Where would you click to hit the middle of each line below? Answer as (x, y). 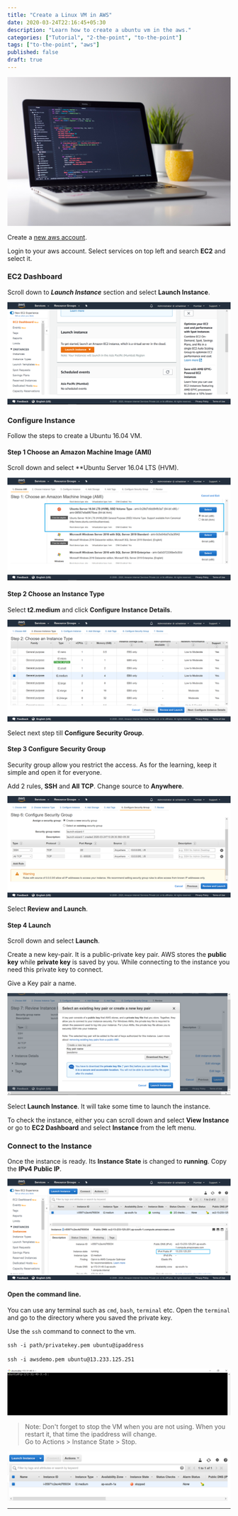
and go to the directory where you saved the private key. (90, 1318)
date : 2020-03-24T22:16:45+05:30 (57, 22)
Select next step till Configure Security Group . (75, 733)
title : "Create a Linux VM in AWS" (60, 15)
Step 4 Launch (29, 925)
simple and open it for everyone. (55, 772)
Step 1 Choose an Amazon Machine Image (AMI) (80, 452)
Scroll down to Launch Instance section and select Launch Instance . (109, 292)
